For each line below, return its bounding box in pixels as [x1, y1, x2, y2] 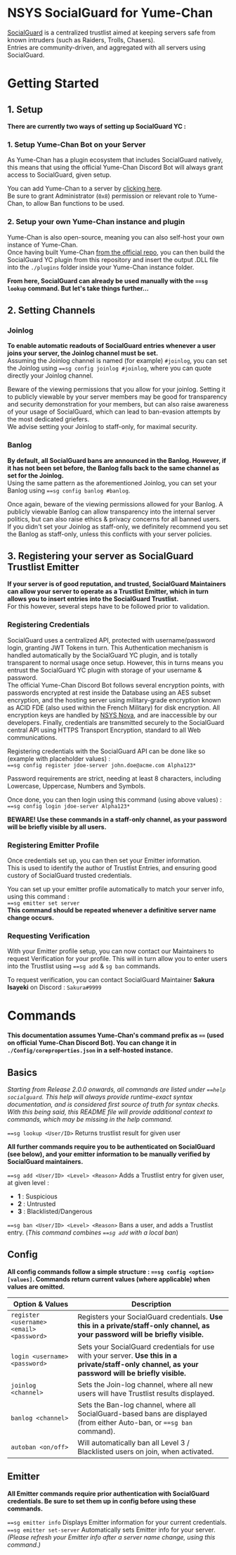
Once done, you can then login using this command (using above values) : [7, 795, 223, 804]
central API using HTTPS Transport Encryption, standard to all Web [7, 726, 202, 734]
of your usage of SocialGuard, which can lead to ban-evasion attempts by [7, 407, 221, 416]
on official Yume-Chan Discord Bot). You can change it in [7, 1039, 177, 1047]
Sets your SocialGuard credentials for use [77, 1342, 215, 1351]
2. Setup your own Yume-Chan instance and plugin [7, 217, 185, 227]
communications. [7, 733, 58, 741]
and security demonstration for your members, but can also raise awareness [7, 400, 229, 409]
